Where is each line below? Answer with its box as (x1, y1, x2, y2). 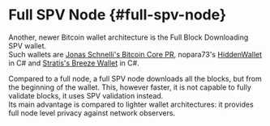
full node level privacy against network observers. (8, 107, 176, 118)
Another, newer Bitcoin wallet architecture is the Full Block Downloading (8, 32, 249, 42)
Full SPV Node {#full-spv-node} (8, 6, 227, 24)
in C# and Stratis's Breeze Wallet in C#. (8, 58, 139, 68)
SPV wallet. (8, 40, 47, 50)
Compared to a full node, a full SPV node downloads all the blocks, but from (8, 73, 262, 83)
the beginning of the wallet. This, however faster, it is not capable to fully (8, 82, 251, 92)
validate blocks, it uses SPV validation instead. (8, 90, 164, 100)
